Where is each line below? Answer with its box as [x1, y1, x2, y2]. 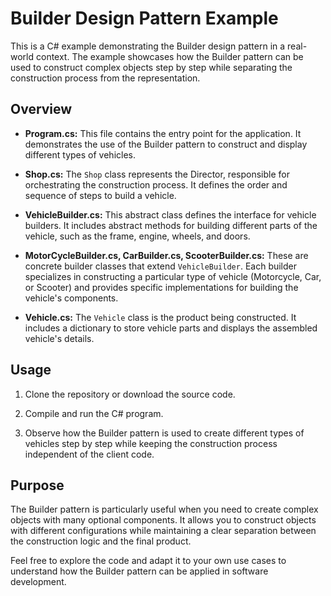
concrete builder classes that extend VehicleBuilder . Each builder [24, 260, 298, 272]
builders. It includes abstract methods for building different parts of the [24, 219, 318, 231]
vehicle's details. [24, 332, 95, 344]
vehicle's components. [24, 292, 119, 304]
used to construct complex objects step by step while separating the [10, 61, 293, 73]
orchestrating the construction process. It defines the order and [24, 178, 288, 191]
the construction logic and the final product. [10, 535, 192, 547]
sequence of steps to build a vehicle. [24, 189, 177, 201]
